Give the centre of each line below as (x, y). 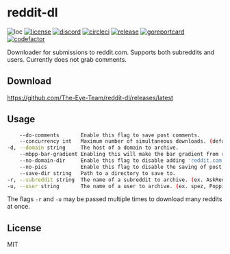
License (24, 228)
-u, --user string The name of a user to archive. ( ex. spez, (107, 186)
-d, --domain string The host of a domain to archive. (93, 148)
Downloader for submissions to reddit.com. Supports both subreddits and (111, 52)
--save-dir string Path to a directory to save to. (98, 173)
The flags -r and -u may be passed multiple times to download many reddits (115, 199)
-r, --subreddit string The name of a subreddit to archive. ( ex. (105, 180)
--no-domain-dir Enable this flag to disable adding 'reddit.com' (122, 161)
